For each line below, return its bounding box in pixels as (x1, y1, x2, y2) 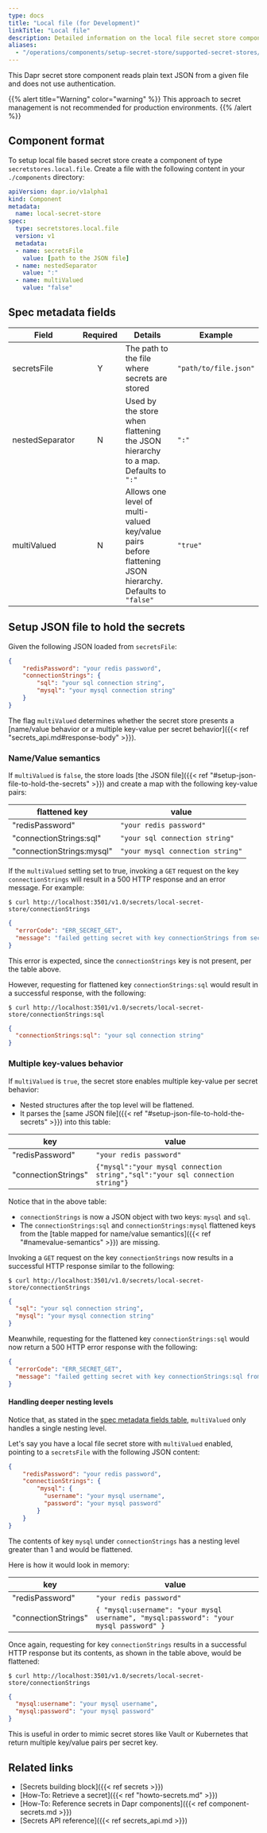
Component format (8, 134, 105, 148)
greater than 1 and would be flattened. (8, 1544, 133, 1554)
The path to (125, 343, 168, 354)
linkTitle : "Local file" (8, 26, 91, 34)
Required (82, 329, 118, 341)
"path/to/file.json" (177, 364, 255, 372)
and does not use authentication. (8, 79, 117, 88)
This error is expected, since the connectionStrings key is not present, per (8, 955, 252, 965)
